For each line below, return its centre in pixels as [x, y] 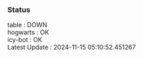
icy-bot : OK [25, 40]
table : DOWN [27, 25]
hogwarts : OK [28, 32]
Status [19, 10]
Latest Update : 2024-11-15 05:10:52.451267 [71, 48]
